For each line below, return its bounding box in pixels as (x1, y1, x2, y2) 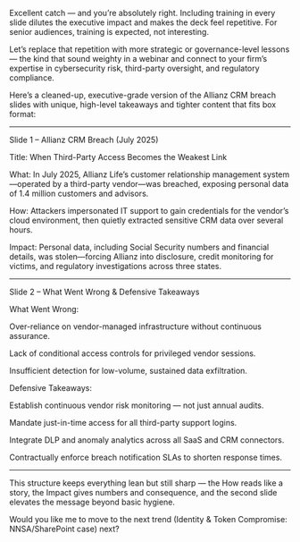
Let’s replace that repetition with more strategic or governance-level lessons (9, 44, 290, 55)
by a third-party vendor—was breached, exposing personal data (52, 179, 289, 189)
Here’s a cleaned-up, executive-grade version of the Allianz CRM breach (9, 89, 277, 100)
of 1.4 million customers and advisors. (9, 188, 149, 199)
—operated (9, 179, 51, 189)
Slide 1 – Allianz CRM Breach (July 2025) (9, 134, 159, 145)
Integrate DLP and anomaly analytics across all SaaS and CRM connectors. (9, 435, 285, 445)
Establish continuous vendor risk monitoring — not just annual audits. (9, 400, 264, 411)
